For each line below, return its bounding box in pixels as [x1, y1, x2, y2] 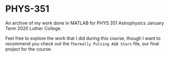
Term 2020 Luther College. [5, 25, 62, 31]
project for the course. [5, 46, 52, 52]
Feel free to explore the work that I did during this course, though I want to [5, 35, 161, 41]
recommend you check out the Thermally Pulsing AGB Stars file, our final [5, 40, 159, 46]
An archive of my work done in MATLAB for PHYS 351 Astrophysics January [5, 20, 164, 26]
